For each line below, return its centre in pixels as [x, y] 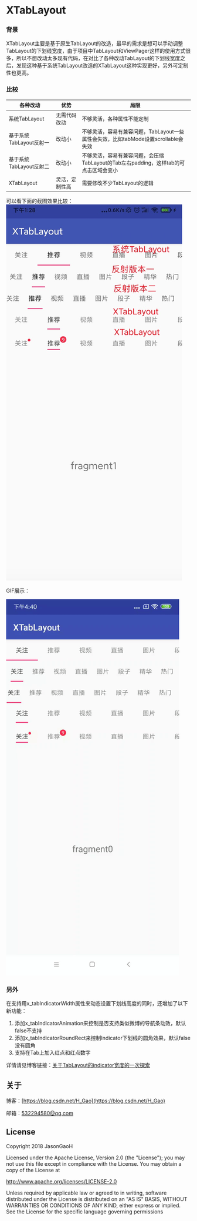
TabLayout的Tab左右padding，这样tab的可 [133, 163]
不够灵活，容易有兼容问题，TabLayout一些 [133, 131]
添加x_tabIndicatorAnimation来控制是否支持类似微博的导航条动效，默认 [100, 1024]
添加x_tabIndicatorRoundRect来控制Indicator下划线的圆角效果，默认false [102, 1038]
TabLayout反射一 [29, 142]
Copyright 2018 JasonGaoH [40, 1146]
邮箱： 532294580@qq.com [40, 1113]
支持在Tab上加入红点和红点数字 [52, 1053]
